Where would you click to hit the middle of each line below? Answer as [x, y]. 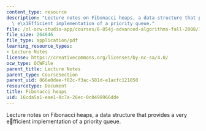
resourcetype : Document [37, 86]
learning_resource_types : [39, 47]
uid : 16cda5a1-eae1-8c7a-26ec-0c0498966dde [63, 97]
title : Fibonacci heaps [37, 92]
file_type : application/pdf [42, 40]
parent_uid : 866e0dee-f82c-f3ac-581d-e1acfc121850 [72, 80]
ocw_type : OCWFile [30, 63]
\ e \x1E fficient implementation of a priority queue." [83, 23]
